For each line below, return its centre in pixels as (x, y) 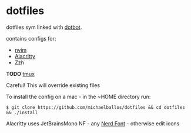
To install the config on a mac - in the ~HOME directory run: (78, 97)
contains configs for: (31, 38)
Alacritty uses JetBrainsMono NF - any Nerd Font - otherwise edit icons (93, 123)
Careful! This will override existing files (53, 85)
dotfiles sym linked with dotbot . (44, 27)
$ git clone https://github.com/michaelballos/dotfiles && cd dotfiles (95, 107)
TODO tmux (21, 74)
